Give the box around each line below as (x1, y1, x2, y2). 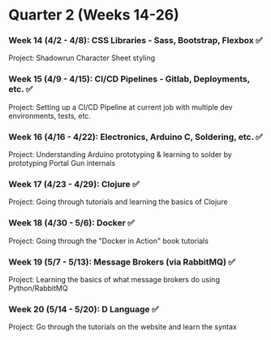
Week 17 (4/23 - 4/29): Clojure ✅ (8, 179, 140, 190)
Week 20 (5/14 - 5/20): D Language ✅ (8, 303, 160, 315)
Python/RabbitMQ (8, 283, 68, 293)
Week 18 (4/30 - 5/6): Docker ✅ (8, 217, 135, 229)
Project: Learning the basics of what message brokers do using (8, 274, 221, 284)
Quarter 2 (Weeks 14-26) (8, 6, 180, 24)
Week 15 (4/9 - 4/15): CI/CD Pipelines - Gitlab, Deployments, (8, 73, 250, 85)
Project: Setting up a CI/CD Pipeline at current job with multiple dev (8, 102, 233, 111)
